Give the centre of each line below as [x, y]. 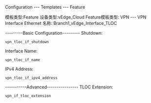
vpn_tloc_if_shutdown [27, 42]
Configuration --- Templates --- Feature [45, 7]
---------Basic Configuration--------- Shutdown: [54, 33]
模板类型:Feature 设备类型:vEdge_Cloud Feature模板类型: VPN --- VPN [76, 17]
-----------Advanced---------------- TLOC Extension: [59, 87]
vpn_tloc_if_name [23, 60]
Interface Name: [21, 51]
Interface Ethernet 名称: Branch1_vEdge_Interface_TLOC [61, 23]
